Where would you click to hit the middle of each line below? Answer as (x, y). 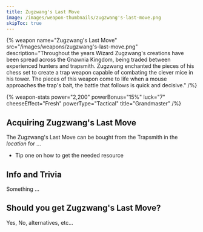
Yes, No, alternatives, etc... (40, 222)
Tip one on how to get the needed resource (69, 156)
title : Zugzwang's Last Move (43, 12)
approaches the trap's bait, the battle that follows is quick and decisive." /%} (102, 85)
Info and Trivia (34, 174)
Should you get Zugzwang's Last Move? (84, 208)
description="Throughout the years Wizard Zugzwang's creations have (95, 53)
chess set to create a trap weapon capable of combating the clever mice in (100, 73)
